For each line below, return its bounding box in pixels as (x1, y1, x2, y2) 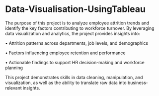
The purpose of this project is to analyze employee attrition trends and (5, 20, 150, 26)
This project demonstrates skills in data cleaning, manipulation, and (5, 74, 143, 80)
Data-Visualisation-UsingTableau (5, 3, 146, 15)
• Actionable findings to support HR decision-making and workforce (5, 59, 145, 65)
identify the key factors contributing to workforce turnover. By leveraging (5, 25, 155, 31)
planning (5, 65, 23, 71)
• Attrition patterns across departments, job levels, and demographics (5, 40, 148, 46)
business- (127, 80, 148, 86)
